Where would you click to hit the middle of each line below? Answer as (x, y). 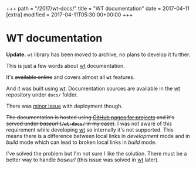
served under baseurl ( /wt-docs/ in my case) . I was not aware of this (89, 123)
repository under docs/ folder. (42, 94)
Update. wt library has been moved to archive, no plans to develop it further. (98, 54)
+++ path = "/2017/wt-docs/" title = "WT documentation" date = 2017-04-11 (98, 8)
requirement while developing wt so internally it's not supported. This (90, 130)
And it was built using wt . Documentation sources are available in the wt (93, 88)
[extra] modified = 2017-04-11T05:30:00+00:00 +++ (70, 15)
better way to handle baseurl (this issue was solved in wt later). (83, 160)
